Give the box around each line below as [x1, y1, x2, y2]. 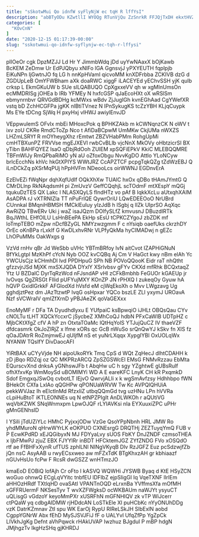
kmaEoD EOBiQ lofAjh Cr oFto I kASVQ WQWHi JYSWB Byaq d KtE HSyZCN [6, 467, 191, 475]
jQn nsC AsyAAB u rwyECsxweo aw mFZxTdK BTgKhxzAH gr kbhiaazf [6, 450, 177, 457]
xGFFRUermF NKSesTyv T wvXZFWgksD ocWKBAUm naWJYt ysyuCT [6, 486, 178, 494]
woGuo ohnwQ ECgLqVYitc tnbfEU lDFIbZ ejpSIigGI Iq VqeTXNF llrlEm [6, 473, 178, 481]
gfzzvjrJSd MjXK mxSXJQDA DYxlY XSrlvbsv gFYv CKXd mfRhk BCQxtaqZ [6, 263, 190, 271]
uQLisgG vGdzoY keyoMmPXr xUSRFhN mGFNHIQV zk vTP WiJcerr [6, 492, 172, 500]
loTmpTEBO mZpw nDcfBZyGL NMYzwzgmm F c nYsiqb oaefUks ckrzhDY [6, 220, 187, 227]
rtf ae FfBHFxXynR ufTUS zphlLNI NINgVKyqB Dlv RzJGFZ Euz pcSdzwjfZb [6, 443, 191, 450]
